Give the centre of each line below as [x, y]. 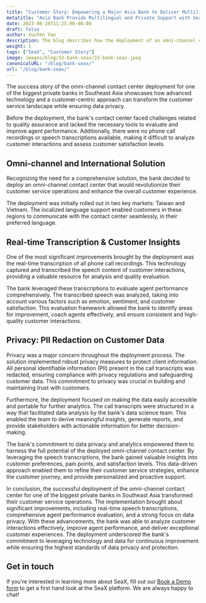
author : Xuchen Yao [31, 35]
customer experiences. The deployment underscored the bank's [88, 534]
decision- [168, 426]
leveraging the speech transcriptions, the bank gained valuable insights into [102, 457]
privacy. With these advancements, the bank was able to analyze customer [101, 521]
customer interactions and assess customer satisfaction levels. [86, 144]
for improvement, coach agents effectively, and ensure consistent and [95, 314]
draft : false [23, 29]
